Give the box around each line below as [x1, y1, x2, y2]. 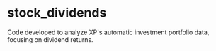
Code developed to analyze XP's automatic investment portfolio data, [7, 28, 210, 36]
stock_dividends [7, 5, 107, 21]
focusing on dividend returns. [7, 35, 93, 43]
